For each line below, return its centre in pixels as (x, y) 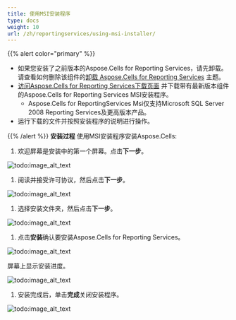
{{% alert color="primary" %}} (51, 54)
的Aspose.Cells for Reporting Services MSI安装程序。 (95, 95)
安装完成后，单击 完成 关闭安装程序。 (70, 295)
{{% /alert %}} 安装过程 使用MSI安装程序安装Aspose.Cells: (92, 136)
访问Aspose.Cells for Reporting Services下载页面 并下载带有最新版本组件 (123, 86)
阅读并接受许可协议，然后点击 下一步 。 (73, 180)
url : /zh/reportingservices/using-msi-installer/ (82, 34)
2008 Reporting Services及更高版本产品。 (89, 112)
